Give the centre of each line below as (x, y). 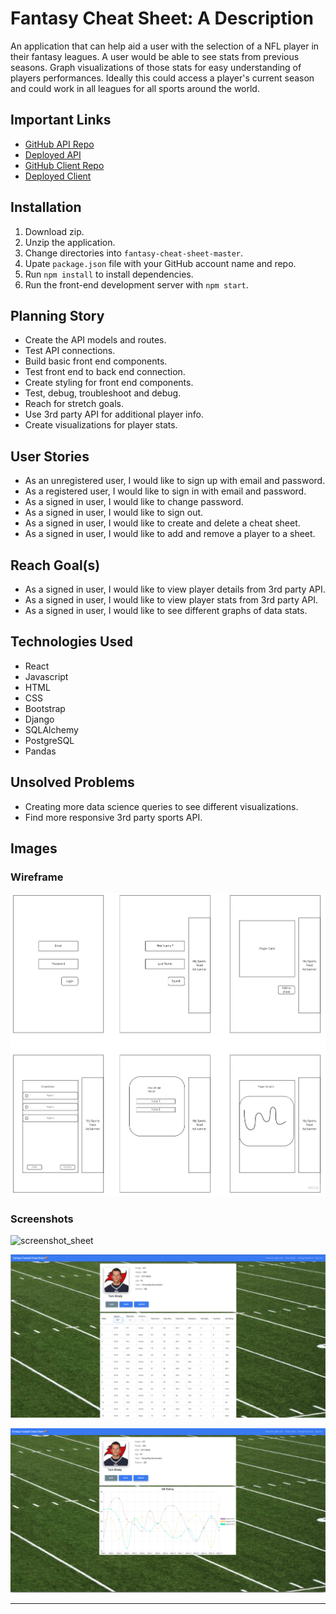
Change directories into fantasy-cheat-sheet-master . (134, 253)
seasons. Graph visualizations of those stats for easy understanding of (156, 67)
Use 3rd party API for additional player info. (114, 414)
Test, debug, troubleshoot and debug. (103, 393)
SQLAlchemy (51, 729)
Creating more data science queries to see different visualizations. (161, 806)
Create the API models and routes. (95, 340)
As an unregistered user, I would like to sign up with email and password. (175, 481)
